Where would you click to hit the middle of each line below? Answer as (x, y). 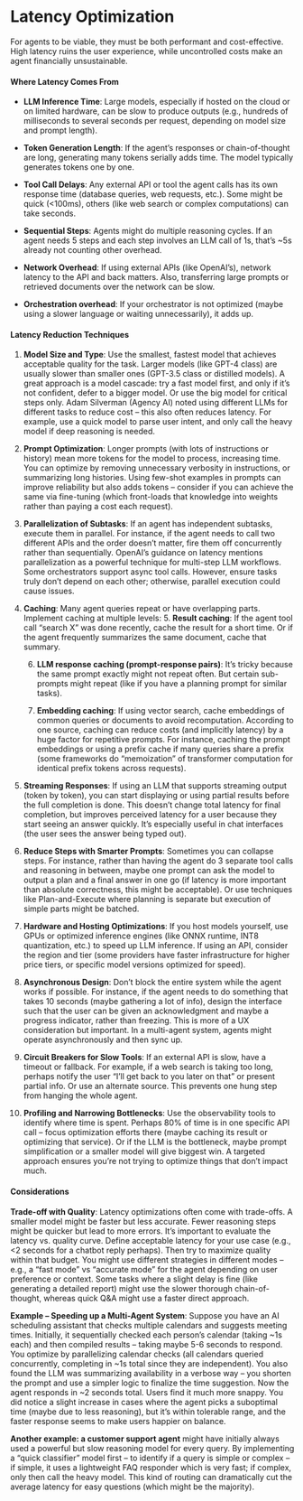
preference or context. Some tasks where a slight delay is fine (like (134, 1279)
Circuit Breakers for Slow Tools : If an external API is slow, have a (145, 1058)
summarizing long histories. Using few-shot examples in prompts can (152, 478)
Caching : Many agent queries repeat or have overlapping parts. (142, 609)
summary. (42, 647)
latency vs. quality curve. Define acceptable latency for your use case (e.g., (151, 1240)
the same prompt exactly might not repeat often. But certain (148, 674)
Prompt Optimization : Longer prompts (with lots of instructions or (146, 449)
